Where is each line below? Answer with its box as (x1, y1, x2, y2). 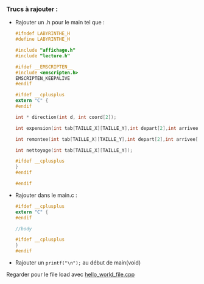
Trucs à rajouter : (6, 5, 58, 13)
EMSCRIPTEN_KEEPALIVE (15, 75, 70, 81)
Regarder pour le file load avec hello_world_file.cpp (6, 271, 135, 279)
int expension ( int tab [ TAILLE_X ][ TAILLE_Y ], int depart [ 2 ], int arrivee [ (15, 125, 201, 131)
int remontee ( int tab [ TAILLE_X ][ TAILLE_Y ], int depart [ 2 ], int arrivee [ (15, 136, 199, 142)
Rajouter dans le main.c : (15, 191, 77, 199)
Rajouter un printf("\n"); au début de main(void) (15, 259, 141, 266)
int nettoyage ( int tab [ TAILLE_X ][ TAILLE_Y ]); (15, 147, 133, 154)
